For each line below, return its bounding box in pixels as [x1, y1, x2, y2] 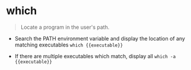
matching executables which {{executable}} [14, 41, 123, 48]
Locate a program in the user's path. [20, 24, 110, 31]
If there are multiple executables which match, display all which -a [14, 52, 176, 59]
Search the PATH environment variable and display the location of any [14, 35, 185, 42]
